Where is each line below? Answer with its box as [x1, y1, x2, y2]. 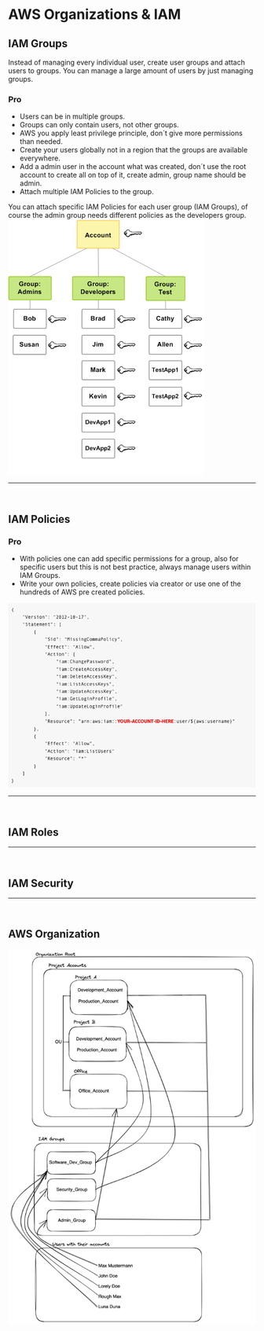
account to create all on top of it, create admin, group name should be [19, 171, 246, 180]
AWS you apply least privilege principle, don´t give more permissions [19, 128, 244, 138]
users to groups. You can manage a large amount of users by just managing [8, 66, 254, 75]
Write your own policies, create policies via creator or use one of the [19, 579, 241, 588]
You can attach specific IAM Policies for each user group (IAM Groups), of [8, 202, 248, 211]
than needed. [19, 137, 63, 146]
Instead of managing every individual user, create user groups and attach [8, 57, 245, 67]
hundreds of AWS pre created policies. [19, 587, 145, 597]
